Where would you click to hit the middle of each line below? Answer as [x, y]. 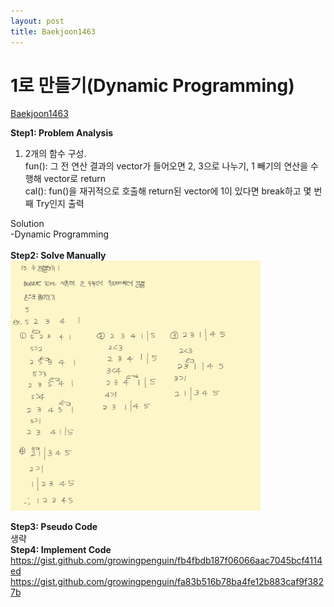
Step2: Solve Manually [58, 256]
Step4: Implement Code [61, 550]
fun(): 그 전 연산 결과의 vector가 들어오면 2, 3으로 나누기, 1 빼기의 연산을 [166, 166]
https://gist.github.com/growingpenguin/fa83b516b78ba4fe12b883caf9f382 [167, 582]
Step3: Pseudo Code [54, 527]
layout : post [37, 21]
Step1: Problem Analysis [62, 133]
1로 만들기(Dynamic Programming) [152, 85]
